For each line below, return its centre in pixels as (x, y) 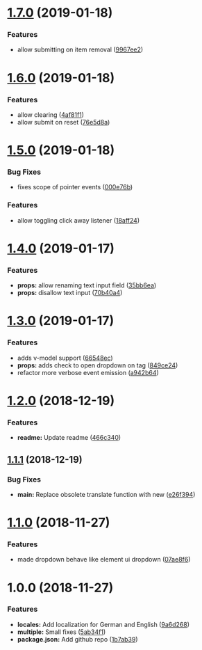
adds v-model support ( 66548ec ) (65, 358)
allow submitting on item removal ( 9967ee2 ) (80, 49)
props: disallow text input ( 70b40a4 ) (70, 293)
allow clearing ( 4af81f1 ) (51, 114)
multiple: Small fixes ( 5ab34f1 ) (61, 632)
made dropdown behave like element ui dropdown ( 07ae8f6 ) (104, 560)
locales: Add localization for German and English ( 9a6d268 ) (103, 624)
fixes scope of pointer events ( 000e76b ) (75, 187)
